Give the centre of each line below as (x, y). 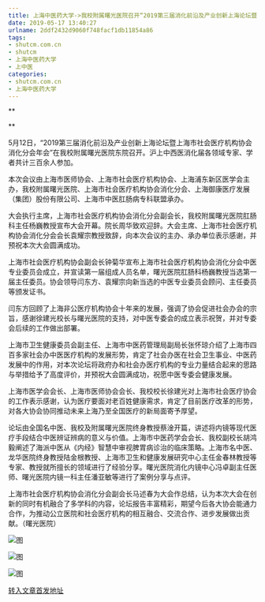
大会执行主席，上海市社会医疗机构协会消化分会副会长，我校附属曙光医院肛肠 (132, 216)
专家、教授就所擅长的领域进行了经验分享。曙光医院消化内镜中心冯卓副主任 (129, 467)
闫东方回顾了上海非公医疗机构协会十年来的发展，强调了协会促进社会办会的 (129, 308)
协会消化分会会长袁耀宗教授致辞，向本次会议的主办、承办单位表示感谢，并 (136, 236)
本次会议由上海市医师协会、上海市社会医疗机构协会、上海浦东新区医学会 (125, 179)
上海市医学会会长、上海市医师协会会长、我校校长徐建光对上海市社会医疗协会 (132, 391)
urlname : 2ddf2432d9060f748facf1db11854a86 (81, 30)
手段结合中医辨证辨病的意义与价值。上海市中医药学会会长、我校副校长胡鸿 (136, 438)
